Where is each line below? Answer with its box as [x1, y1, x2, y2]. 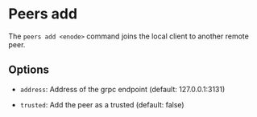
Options [8, 63, 50, 77]
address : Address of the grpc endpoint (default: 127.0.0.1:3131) [19, 84, 226, 94]
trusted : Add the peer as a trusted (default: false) [19, 99, 184, 109]
